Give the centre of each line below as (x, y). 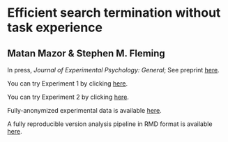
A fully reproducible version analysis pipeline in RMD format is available (110, 124)
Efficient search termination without (114, 13)
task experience (55, 27)
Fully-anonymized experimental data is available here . (84, 110)
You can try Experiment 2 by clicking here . (68, 97)
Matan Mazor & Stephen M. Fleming (86, 53)
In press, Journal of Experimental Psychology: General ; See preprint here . (113, 70)
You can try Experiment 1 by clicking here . (67, 84)
